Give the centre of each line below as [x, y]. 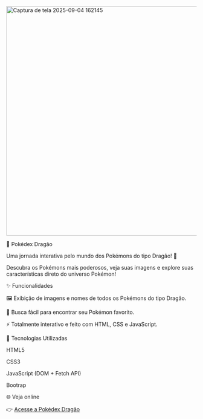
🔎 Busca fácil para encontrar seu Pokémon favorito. [70, 312]
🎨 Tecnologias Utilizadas [37, 338]
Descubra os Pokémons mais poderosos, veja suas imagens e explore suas [100, 268]
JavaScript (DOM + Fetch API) [44, 373]
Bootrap [16, 385]
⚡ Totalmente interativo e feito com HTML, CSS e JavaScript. [82, 324]
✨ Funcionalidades [30, 286]
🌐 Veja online [23, 397]
